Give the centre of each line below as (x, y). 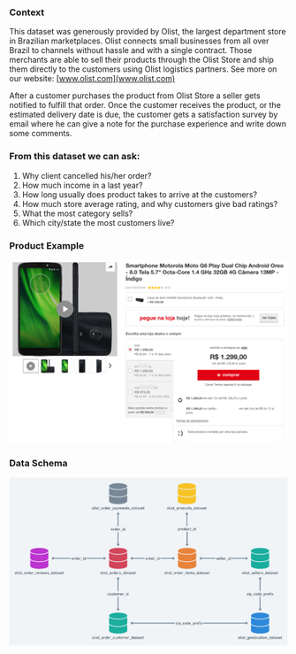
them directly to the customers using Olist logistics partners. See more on (143, 69)
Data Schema (38, 464)
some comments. (41, 134)
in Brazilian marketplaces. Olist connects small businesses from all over (139, 41)
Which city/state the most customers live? (98, 222)
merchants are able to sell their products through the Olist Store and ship (141, 60)
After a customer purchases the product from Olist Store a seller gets (135, 96)
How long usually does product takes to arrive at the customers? (140, 194)
